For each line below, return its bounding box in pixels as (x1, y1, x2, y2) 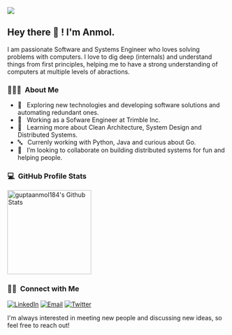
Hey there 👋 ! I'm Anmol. (7, 27, 115, 39)
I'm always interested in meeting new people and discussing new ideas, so (7, 313, 222, 322)
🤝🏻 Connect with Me (7, 284, 80, 294)
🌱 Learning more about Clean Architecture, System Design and (17, 123, 202, 132)
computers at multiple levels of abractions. (7, 67, 131, 76)
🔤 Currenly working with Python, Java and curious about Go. (17, 138, 196, 146)
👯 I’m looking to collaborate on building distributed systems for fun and (17, 146, 225, 154)
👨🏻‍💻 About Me (7, 85, 59, 95)
